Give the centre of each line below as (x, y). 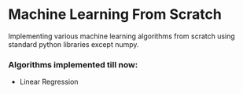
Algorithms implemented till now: (73, 64)
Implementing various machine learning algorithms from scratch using (122, 36)
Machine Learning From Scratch (115, 14)
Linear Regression (49, 82)
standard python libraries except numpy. (74, 44)
